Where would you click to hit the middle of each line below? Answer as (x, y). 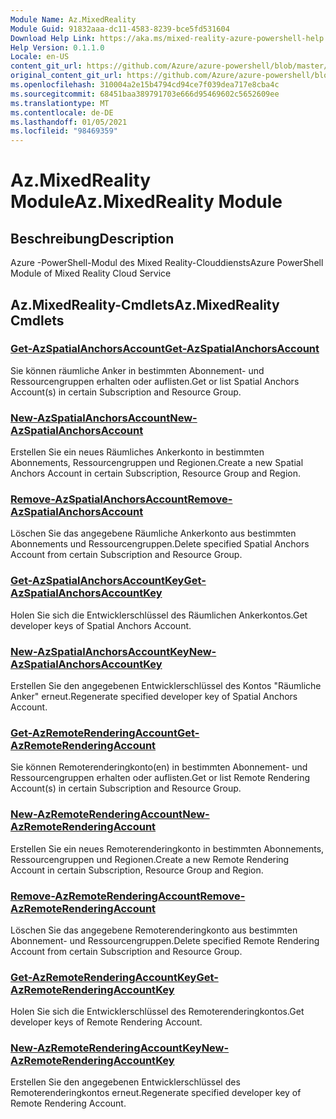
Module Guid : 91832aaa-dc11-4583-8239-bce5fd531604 (120, 29)
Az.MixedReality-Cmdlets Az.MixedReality (145, 304)
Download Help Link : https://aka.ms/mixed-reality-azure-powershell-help (167, 38)
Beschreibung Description (92, 238)
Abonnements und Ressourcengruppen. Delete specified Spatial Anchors (160, 544)
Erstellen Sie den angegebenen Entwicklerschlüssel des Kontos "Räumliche (166, 685)
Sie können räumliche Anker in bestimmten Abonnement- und (137, 370)
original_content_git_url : (66, 76)
